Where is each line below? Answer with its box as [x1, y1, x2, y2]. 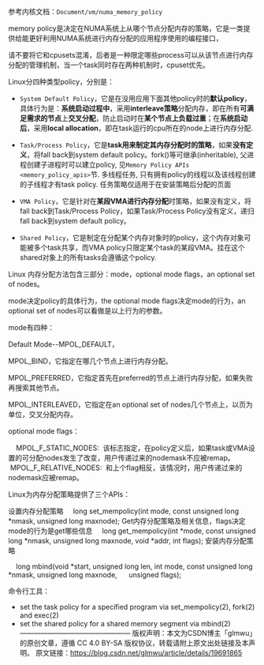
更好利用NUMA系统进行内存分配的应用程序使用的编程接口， [28, 34, 223, 43]
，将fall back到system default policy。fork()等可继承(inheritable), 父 [26, 150, 247, 160]
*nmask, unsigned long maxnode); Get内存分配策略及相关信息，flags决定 [8, 517, 246, 525]
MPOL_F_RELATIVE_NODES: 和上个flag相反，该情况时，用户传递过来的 [9, 463, 243, 472]
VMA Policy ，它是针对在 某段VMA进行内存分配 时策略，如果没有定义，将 [19, 197, 252, 205]
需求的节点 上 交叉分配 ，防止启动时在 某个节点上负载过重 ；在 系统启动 [26, 114, 248, 122]
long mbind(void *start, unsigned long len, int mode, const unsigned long [15, 562, 254, 571]
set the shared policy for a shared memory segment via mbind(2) [19, 619, 231, 628]
